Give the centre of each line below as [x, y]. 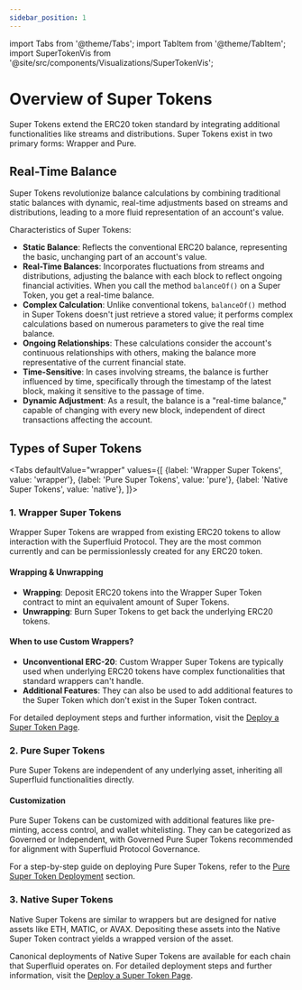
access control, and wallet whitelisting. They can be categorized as [166, 830]
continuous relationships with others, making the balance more [139, 353]
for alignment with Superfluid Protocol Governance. [105, 849]
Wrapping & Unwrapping [56, 572]
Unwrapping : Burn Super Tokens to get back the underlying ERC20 [147, 611]
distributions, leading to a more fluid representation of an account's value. [146, 212]
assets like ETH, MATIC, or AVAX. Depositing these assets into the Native [145, 929]
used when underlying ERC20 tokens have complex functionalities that [154, 671]
